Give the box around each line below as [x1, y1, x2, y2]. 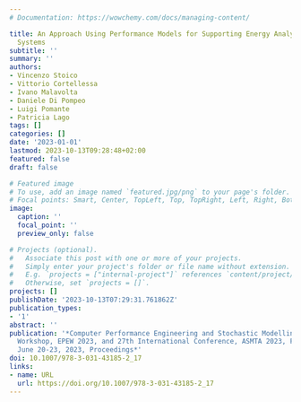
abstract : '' [9, 320, 58, 329]
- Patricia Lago [9, 113, 70, 122]
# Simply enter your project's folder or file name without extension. [9, 262, 291, 271]
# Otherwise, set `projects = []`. [9, 279, 150, 288]
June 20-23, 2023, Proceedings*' [17, 345, 142, 354]
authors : [9, 63, 42, 72]
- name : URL [9, 370, 54, 380]
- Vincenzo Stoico [9, 71, 78, 81]
